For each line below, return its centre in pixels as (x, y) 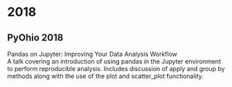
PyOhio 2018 (35, 38)
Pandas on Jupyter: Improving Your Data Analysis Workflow (92, 54)
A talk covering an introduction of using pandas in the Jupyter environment (114, 61)
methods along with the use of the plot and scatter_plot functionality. (106, 76)
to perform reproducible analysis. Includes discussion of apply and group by (116, 69)
